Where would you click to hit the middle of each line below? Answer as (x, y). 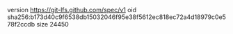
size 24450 (53, 24)
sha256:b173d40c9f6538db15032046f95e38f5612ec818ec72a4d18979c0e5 (116, 17)
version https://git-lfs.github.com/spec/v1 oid (72, 10)
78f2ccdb (21, 24)
